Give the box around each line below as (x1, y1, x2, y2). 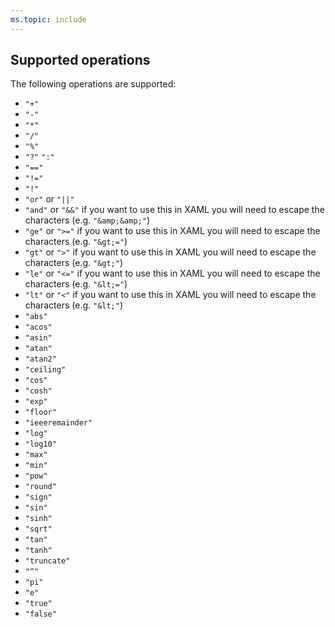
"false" (24, 609, 57, 620)
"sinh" (24, 514, 53, 524)
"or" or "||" (24, 193, 75, 205)
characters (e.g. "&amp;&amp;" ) (24, 214, 150, 226)
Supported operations (10, 52, 151, 69)
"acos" (24, 322, 53, 333)
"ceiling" (24, 365, 67, 375)
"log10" (24, 439, 57, 450)
